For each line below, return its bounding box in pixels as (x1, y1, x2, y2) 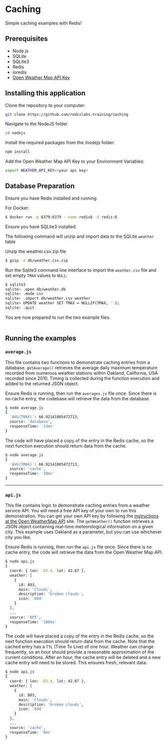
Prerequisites (5, 35, 48, 43)
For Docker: (5, 205, 29, 211)
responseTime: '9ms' (9, 729, 52, 735)
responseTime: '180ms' (9, 619, 57, 624)
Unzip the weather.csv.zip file (5, 248, 66, 254)
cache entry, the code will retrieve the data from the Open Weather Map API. (5, 549, 163, 555)
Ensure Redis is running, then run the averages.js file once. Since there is (5, 390, 156, 396)
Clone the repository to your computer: (5, 102, 86, 108)
